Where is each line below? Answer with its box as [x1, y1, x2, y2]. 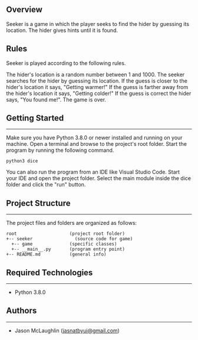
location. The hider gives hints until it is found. [6, 27, 118, 34]
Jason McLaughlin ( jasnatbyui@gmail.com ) [14, 327, 120, 334]
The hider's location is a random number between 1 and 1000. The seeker [6, 71, 185, 78]
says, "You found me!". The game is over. [6, 96, 107, 103]
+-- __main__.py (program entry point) [11, 246, 126, 253]
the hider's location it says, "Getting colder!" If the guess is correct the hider [6, 90, 192, 97]
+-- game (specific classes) [11, 241, 117, 247]
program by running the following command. [6, 147, 114, 154]
